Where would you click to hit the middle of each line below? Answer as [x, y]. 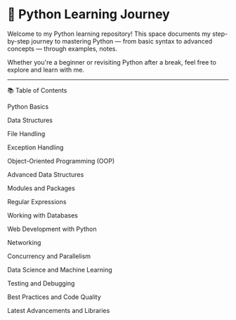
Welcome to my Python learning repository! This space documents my [109, 34]
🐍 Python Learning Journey [88, 14]
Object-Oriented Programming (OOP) [61, 161]
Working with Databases [43, 215]
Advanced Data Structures [46, 174]
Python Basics [28, 106]
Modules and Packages [41, 188]
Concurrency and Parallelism [49, 256]
